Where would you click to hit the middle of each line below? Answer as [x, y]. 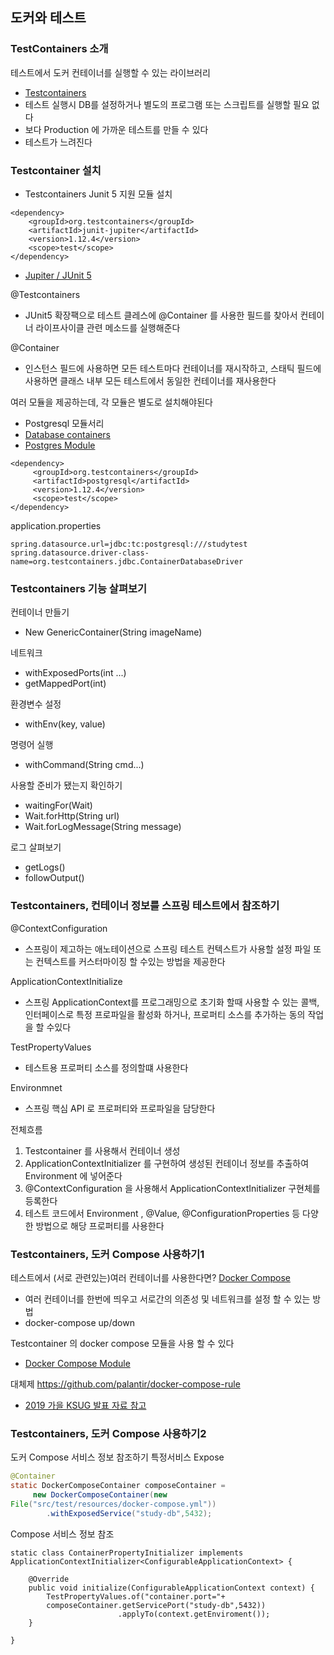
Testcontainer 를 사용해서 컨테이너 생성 [102, 1150]
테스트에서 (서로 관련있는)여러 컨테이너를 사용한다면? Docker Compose [150, 1277]
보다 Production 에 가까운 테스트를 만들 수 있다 [116, 129]
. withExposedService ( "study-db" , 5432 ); [129, 1513]
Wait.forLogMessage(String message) [103, 827]
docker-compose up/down [79, 1322]
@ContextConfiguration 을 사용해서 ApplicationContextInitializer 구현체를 [172, 1188]
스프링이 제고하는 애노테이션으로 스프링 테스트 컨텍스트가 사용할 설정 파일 [168, 949]
